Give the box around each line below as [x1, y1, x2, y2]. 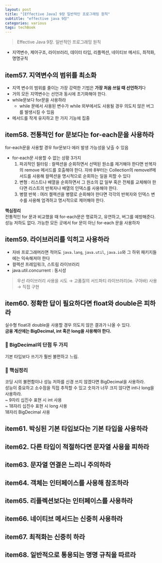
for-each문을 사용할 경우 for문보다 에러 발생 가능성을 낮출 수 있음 [5, 144, 129, 150]
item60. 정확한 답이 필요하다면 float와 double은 [5, 299, 143, 307]
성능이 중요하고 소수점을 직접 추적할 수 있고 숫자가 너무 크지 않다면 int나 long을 [5, 384, 154, 391]
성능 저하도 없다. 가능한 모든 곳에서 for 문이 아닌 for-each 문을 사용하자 [5, 219, 140, 226]
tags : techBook [5, 25, 36, 30]
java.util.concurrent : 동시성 [12, 267, 66, 273]
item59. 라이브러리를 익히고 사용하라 [5, 235, 110, 244]
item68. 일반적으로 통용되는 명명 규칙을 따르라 [5, 551, 136, 559]
